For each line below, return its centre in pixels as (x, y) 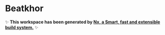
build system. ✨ (22, 27)
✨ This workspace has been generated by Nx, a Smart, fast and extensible (83, 22)
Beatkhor (24, 9)
